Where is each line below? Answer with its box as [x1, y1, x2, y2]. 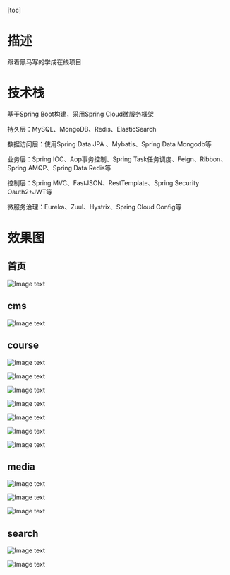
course [7, 339, 40, 352]
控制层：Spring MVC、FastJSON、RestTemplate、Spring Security [7, 178, 200, 187]
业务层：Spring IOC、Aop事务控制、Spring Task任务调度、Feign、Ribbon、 [7, 155, 227, 163]
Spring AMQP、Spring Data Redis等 [7, 163, 111, 172]
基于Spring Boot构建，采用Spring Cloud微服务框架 [7, 110, 154, 118]
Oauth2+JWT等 [7, 187, 53, 196]
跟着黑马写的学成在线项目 [7, 57, 82, 66]
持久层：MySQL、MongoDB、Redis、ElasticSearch [7, 124, 157, 133]
